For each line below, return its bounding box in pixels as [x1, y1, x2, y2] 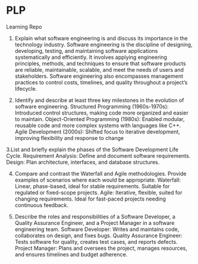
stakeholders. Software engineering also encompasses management [14, 72, 183, 79]
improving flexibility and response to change [14, 134, 124, 141]
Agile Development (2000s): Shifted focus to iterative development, [14, 128, 180, 135]
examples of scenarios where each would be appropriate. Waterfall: [14, 176, 181, 183]
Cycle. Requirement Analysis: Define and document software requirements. [6, 152, 191, 159]
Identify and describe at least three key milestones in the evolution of [14, 96, 184, 104]
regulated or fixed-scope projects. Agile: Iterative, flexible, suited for [14, 189, 183, 196]
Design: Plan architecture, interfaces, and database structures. [6, 158, 160, 166]
